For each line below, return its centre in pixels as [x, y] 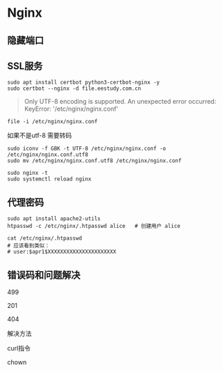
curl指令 [19, 348]
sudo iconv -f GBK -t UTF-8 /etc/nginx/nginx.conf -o [87, 149]
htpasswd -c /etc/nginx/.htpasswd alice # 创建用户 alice [94, 226]
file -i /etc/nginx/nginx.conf [52, 122]
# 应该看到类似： [28, 246]
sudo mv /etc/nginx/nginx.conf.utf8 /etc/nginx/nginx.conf [94, 161]
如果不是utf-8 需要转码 [40, 135]
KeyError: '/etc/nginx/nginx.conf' [71, 109]
